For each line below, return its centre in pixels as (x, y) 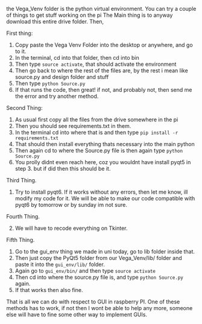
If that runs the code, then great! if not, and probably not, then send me (103, 90)
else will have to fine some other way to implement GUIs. (77, 314)
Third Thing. (21, 180)
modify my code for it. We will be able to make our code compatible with (105, 198)
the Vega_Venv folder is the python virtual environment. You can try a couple (101, 9)
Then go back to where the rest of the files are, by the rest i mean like (101, 71)
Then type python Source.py (50, 83)
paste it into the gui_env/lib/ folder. (60, 264)
